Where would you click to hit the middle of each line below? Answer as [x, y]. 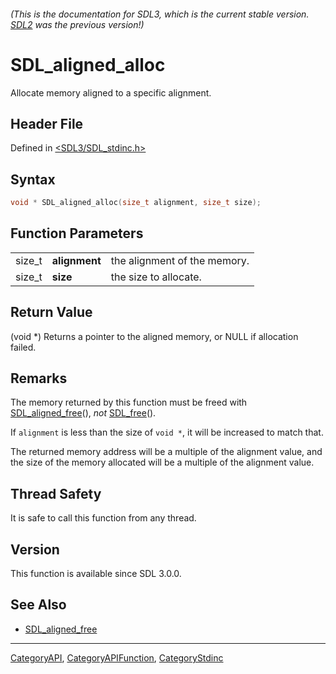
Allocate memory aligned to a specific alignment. [111, 92]
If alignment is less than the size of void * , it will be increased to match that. [167, 432]
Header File [47, 123]
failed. [23, 347]
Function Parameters [77, 233]
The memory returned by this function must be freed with [129, 402]
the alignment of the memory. [180, 260]
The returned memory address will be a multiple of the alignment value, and [166, 452]
